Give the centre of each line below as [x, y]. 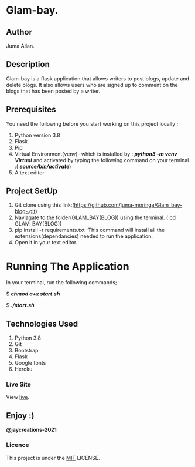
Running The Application [68, 266]
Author [19, 32]
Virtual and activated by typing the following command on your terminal [102, 160]
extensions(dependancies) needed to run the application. [84, 236]
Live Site [18, 384]
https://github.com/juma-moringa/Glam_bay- [128, 205]
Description [28, 64]
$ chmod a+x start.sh [33, 294]
